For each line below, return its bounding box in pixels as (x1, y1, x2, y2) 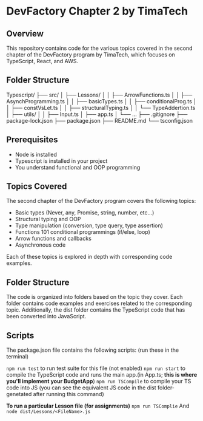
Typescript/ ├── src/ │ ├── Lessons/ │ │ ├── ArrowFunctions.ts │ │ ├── (6, 91, 193, 98)
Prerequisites (6, 135, 58, 145)
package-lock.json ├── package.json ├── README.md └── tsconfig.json (6, 117, 193, 124)
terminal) (6, 353, 29, 360)
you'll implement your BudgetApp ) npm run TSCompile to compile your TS (6, 378, 191, 385)
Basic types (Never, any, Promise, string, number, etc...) (15, 209, 155, 216)
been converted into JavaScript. (6, 313, 87, 320)
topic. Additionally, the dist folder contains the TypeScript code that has (6, 306, 185, 313)
